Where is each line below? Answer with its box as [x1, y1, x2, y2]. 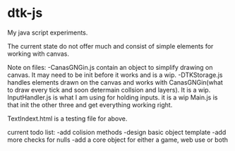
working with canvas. [7, 49, 69, 58]
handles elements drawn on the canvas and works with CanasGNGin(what [7, 78, 224, 86]
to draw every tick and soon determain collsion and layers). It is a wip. [7, 85, 211, 94]
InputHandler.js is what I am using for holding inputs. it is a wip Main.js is [7, 93, 218, 102]
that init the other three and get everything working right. [7, 100, 173, 109]
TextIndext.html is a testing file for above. [7, 114, 128, 123]
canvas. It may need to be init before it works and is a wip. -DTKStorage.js [7, 71, 223, 79]
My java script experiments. [7, 28, 88, 37]
